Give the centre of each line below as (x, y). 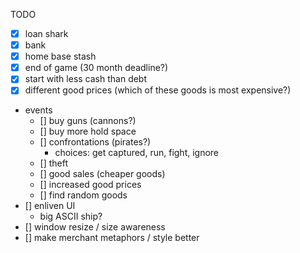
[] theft (54, 163)
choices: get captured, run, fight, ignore (137, 153)
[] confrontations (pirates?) (95, 142)
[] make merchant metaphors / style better (112, 238)
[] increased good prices (90, 185)
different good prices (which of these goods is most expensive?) (158, 90)
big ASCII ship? (71, 216)
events (38, 110)
